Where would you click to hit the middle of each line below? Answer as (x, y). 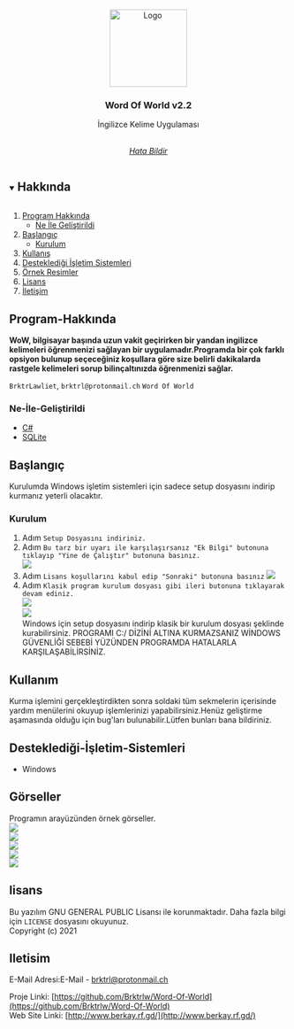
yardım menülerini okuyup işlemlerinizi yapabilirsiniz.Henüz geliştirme (136, 711)
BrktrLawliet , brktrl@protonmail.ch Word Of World (102, 385)
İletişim (35, 291)
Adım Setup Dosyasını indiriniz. (84, 538)
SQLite (34, 437)
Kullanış (36, 253)
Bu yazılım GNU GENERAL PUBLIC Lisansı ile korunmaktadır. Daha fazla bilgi (147, 911)
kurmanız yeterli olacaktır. (56, 496)
